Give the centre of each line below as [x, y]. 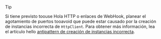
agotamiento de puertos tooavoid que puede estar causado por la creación [81, 21]
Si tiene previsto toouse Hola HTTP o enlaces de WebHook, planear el [75, 16]
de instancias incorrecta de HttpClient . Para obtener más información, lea [80, 26]
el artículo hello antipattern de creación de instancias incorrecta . [70, 32]
